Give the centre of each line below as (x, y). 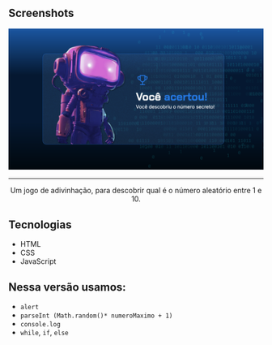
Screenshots (41, 13)
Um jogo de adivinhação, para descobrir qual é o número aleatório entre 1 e (136, 191)
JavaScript (38, 261)
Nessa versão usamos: (68, 287)
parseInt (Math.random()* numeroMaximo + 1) (96, 316)
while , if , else (44, 333)
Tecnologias (40, 224)
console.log (40, 325)
